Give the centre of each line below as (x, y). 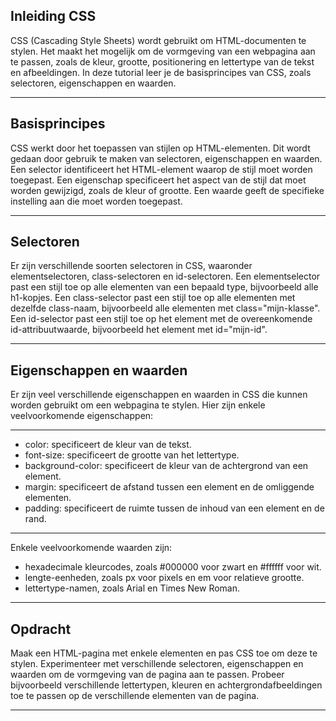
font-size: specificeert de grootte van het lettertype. (132, 455)
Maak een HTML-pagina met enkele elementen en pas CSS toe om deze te (164, 653)
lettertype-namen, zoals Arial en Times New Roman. (132, 588)
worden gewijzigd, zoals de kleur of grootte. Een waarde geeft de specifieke (167, 190)
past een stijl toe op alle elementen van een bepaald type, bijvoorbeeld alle (164, 287)
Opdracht (41, 629)
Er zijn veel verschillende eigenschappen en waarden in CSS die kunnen (159, 395)
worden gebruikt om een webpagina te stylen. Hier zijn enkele (138, 405)
